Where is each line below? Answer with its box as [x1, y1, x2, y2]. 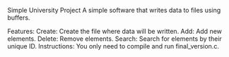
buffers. [7, 13, 30, 22]
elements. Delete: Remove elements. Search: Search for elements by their [7, 34, 223, 43]
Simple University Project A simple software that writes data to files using [7, 6, 221, 14]
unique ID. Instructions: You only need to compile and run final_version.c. [7, 42, 219, 50]
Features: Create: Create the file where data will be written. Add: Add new [7, 27, 223, 35]
